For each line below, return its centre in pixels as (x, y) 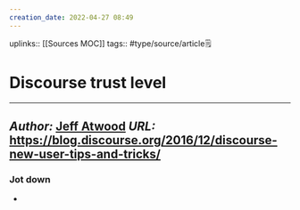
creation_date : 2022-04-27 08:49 (71, 17)
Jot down (30, 179)
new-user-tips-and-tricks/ (85, 153)
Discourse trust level (88, 82)
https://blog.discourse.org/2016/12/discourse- (144, 140)
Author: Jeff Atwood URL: (83, 126)
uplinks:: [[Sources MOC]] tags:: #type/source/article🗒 (110, 43)
